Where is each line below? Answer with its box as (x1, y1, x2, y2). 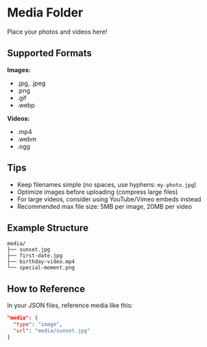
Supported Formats (7, 47, 93, 59)
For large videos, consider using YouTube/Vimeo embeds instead (16, 194, 202, 203)
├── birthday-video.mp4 (7, 258, 75, 265)
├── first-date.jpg (7, 252, 63, 259)
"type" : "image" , (13, 321, 63, 328)
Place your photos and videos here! (7, 27, 108, 36)
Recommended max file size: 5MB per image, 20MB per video (16, 202, 193, 210)
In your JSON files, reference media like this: (7, 301, 133, 310)
